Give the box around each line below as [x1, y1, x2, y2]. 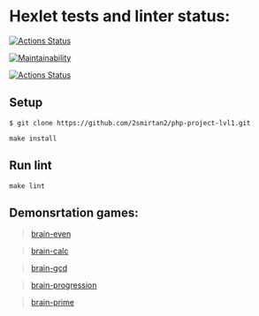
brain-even [30, 229, 72, 239]
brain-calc [30, 245, 69, 257]
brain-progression [30, 280, 97, 290]
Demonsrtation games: [9, 205, 139, 220]
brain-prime [30, 297, 75, 308]
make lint [9, 181, 46, 191]
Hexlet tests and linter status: [9, 6, 231, 26]
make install [9, 134, 57, 143]
